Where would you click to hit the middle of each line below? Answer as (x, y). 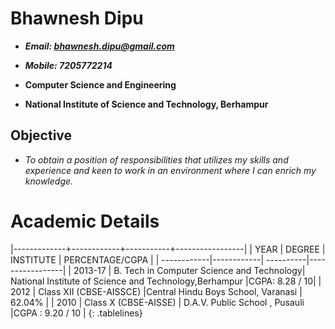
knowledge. (49, 181)
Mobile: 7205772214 (68, 65)
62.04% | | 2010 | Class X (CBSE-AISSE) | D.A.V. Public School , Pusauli (157, 302)
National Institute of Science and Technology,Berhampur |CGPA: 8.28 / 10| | (166, 281)
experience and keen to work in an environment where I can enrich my (170, 170)
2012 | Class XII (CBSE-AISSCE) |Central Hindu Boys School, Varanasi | (156, 291)
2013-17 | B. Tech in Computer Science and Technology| (189, 270)
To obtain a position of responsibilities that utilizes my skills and (156, 159)
